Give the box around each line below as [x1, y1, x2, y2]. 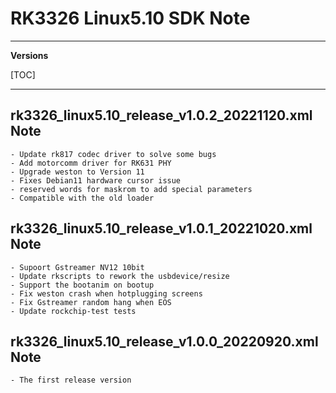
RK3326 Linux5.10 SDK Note [10, 7, 251, 30]
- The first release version [10, 375, 132, 386]
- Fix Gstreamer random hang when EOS [10, 297, 172, 307]
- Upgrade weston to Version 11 [10, 167, 145, 177]
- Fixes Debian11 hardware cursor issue [10, 175, 182, 186]
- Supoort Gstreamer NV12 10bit [10, 262, 145, 272]
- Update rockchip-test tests [10, 306, 137, 316]
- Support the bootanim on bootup [10, 280, 155, 290]
